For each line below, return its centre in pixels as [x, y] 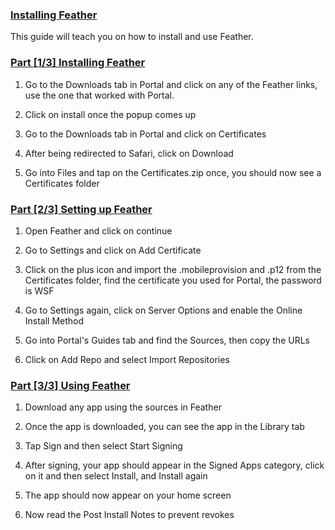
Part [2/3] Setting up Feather [81, 209]
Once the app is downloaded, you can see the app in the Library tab [164, 427]
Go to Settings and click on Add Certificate [113, 250]
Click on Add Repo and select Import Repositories [127, 359]
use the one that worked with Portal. [99, 95]
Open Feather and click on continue [98, 230]
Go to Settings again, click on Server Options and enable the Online [163, 310]
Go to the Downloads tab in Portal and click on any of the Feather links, [171, 84]
